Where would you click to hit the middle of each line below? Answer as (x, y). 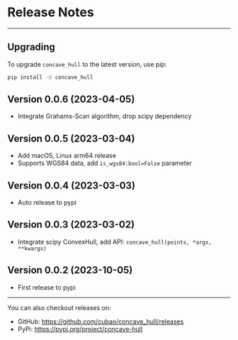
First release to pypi (46, 287)
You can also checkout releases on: (59, 307)
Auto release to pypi (47, 203)
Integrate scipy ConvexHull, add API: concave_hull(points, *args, (115, 242)
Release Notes (51, 12)
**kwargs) (32, 249)
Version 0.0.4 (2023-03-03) (72, 185)
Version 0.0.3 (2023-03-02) (71, 225)
